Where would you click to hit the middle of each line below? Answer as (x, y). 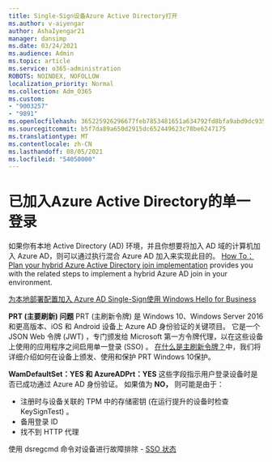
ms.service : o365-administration (65, 69)
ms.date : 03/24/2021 (43, 46)
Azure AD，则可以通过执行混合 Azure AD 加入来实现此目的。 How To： (136, 256)
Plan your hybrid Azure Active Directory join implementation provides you (131, 265)
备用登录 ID (39, 421)
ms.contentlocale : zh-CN (50, 144)
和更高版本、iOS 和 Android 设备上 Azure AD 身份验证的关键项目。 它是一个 (134, 327)
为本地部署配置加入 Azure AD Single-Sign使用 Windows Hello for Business (132, 299)
